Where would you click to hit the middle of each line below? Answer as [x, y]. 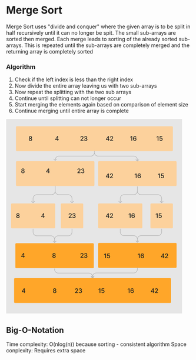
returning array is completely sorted [49, 51]
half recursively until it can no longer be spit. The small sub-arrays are [91, 32]
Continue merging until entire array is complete [72, 111]
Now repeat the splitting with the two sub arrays [73, 92]
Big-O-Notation [35, 330]
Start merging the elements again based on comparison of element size [101, 105]
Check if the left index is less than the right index [74, 79]
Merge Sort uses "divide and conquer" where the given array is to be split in [98, 26]
